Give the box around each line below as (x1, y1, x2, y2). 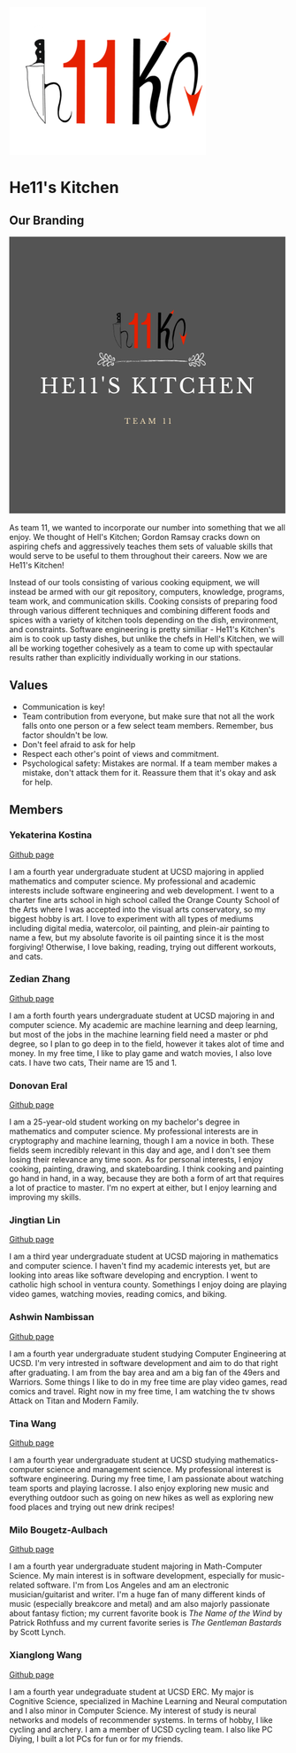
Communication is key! (21, 701, 106, 712)
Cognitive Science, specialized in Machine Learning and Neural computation (9, 1695, 287, 1706)
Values (9, 678, 49, 693)
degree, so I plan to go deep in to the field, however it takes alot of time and (9, 1039, 285, 1049)
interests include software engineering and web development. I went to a (9, 884, 275, 896)
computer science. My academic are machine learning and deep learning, (9, 1019, 278, 1030)
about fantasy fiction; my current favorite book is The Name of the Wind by (9, 1608, 283, 1618)
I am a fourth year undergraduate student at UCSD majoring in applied (9, 866, 264, 876)
